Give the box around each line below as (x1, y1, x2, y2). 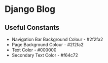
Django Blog (4, 3, 55, 15)
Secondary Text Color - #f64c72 (11, 52, 78, 58)
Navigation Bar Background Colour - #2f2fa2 (11, 36, 103, 42)
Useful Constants (4, 23, 60, 32)
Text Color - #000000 (11, 47, 57, 53)
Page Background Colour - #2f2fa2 (11, 42, 84, 48)
